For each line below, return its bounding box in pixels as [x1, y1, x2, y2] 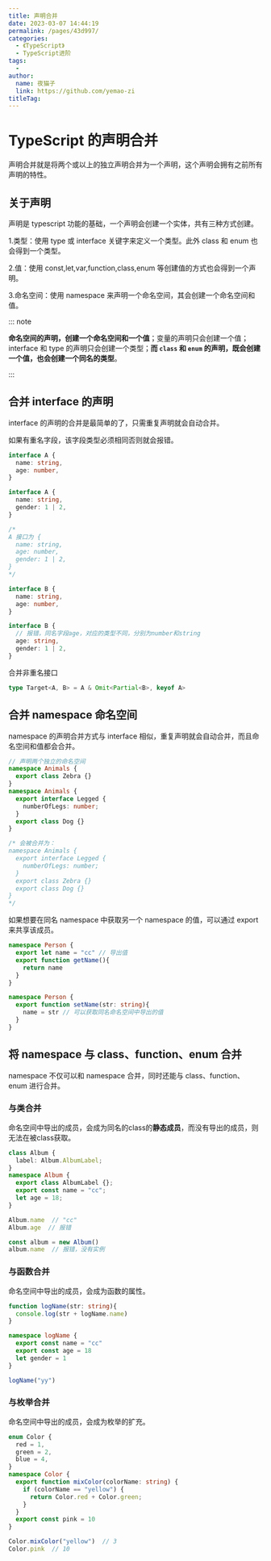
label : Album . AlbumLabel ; [15, 1156, 103, 1165]
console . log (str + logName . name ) [15, 1309, 128, 1318]
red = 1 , [15, 1440, 45, 1449]
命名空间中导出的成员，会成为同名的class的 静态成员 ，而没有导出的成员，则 [8, 1123, 260, 1132]
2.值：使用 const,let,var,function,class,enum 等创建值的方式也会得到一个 [8, 263, 249, 273]
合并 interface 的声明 [8, 395, 114, 408]
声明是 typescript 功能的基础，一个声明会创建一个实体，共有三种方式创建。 [8, 219, 258, 228]
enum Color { [8, 1433, 52, 1441]
